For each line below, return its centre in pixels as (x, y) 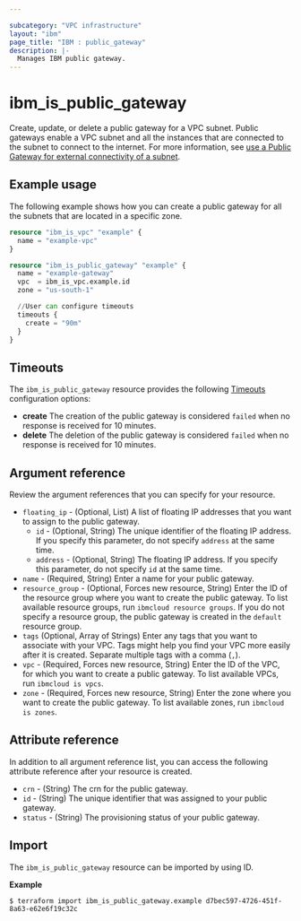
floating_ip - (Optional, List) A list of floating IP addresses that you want (157, 512)
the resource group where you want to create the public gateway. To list (155, 598)
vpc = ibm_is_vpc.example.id (73, 282)
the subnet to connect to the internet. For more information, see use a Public (150, 147)
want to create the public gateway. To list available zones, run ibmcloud (153, 702)
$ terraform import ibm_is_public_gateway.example (106, 901)
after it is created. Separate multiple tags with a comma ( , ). (131, 655)
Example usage (53, 185)
